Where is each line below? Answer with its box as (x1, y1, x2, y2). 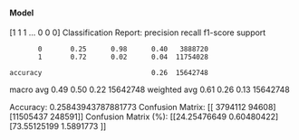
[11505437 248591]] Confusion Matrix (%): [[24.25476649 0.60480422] (9, 111, 279, 122)
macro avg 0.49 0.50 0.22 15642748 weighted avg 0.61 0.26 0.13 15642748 (9, 84, 290, 95)
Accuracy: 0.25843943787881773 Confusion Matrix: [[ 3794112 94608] (9, 102, 276, 113)
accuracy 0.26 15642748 (9, 69, 208, 78)
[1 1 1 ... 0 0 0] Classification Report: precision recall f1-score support (9, 27, 266, 38)
